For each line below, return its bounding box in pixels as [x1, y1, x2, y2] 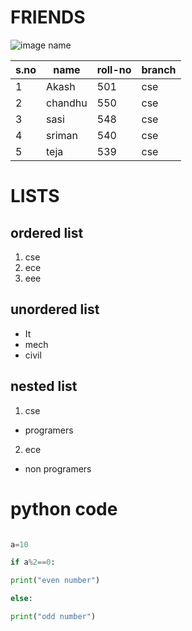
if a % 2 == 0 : [10, 557, 56, 568]
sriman [46, 128, 78, 142]
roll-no [96, 62, 132, 76]
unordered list [10, 301, 100, 318]
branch [141, 62, 177, 76]
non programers [24, 462, 92, 475]
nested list [10, 378, 78, 395]
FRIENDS [10, 6, 86, 29]
